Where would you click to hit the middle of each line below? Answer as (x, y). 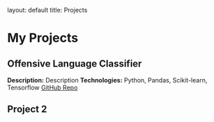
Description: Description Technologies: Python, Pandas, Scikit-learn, (107, 80)
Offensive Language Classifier (75, 63)
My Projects (43, 38)
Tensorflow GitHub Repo (43, 87)
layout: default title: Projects (47, 10)
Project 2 (27, 109)
